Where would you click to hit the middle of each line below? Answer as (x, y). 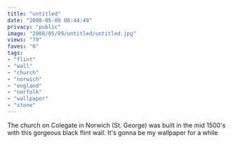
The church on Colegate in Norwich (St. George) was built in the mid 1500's (116, 125)
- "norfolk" (25, 92)
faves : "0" (23, 46)
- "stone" (22, 105)
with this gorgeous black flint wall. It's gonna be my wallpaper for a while (113, 132)
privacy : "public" (34, 27)
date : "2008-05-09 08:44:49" (50, 20)
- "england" (25, 86)
